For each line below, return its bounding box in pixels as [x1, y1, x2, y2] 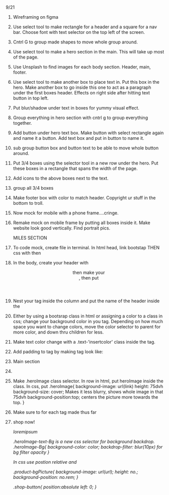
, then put [78, 275, 99, 281]
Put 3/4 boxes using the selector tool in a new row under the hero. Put [13, 160, 158, 166]
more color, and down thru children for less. [13, 329, 104, 335]
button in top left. [13, 95, 49, 101]
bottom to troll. [13, 200, 44, 206]
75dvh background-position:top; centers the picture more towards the [13, 394, 158, 400]
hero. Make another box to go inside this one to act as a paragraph [13, 84, 151, 90]
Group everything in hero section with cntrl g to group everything [13, 115, 148, 121]
